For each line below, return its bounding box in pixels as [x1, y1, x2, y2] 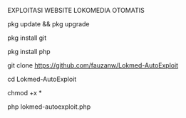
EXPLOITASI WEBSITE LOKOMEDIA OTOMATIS [7, 6, 145, 14]
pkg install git [7, 33, 47, 42]
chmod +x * [7, 89, 42, 97]
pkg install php [7, 48, 51, 55]
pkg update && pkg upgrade [7, 20, 91, 28]
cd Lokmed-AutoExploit [7, 75, 77, 83]
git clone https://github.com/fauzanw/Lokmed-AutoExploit [7, 61, 179, 70]
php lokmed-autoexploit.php [7, 102, 91, 111]
